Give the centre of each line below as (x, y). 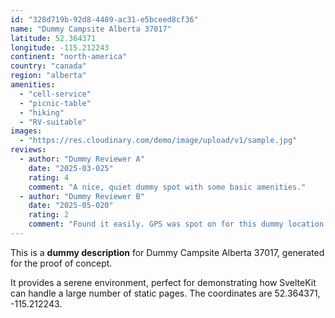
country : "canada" (48, 66)
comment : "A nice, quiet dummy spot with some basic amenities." (167, 187)
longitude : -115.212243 (60, 47)
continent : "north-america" (69, 57)
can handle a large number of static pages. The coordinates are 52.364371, (165, 293)
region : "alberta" (48, 76)
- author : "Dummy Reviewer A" (82, 159)
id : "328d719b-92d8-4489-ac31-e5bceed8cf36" (104, 19)
